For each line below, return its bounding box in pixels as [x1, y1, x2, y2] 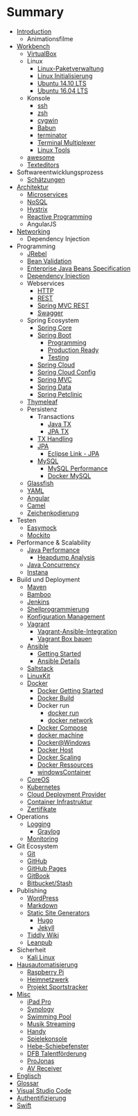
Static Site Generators [26, 908, 90, 917]
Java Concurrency [26, 560, 80, 569]
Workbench [16, 42, 50, 50]
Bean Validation [26, 257, 72, 265]
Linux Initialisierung [37, 71, 93, 80]
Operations [16, 812, 49, 820]
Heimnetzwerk [26, 975, 69, 984]
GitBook [26, 871, 50, 880]
